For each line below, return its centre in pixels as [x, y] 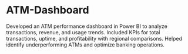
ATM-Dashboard [48, 10]
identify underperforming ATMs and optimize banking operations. [85, 45]
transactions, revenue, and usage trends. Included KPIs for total [83, 32]
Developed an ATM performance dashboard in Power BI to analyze [87, 26]
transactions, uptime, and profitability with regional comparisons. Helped [94, 38]
